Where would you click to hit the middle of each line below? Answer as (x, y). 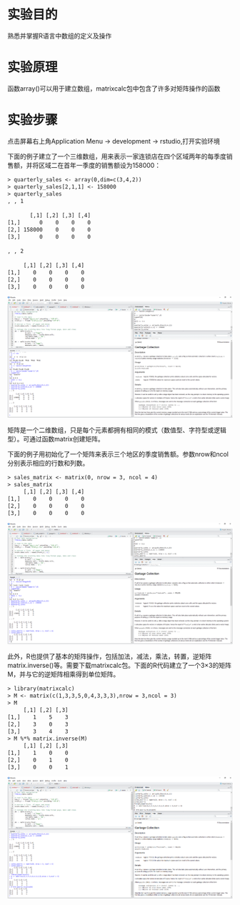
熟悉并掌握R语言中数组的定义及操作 (60, 36)
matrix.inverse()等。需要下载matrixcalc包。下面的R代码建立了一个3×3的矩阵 (120, 666)
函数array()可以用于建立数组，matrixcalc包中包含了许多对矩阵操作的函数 (114, 88)
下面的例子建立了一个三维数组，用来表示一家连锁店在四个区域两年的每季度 (117, 156)
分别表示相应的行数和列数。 (48, 463)
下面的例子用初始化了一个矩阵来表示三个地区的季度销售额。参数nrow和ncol (118, 454)
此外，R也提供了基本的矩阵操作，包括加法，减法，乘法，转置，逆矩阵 (110, 656)
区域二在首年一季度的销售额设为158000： (100, 165)
